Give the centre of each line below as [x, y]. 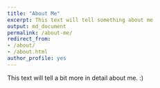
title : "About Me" [34, 13]
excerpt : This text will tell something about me [80, 20]
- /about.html [28, 52]
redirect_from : [29, 39]
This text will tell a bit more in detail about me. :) [75, 78]
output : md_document [37, 26]
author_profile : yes [37, 58]
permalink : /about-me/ [40, 33]
